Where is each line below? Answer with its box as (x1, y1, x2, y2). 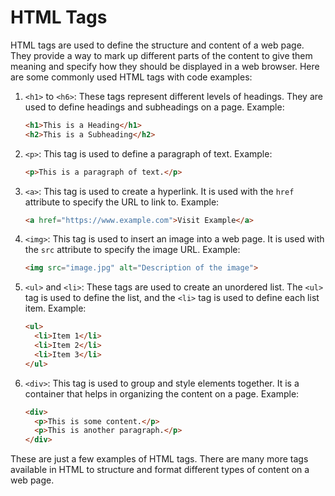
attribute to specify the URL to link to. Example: (24, 196, 220, 208)
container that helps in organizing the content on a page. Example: (24, 387, 300, 400)
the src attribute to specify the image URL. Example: (24, 244, 241, 256)
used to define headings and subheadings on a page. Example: (24, 101, 285, 113)
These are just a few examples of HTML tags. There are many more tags (10, 453, 309, 465)
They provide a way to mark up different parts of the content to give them (10, 49, 313, 61)
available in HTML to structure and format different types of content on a (10, 464, 310, 476)
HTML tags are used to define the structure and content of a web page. (10, 39, 305, 51)
